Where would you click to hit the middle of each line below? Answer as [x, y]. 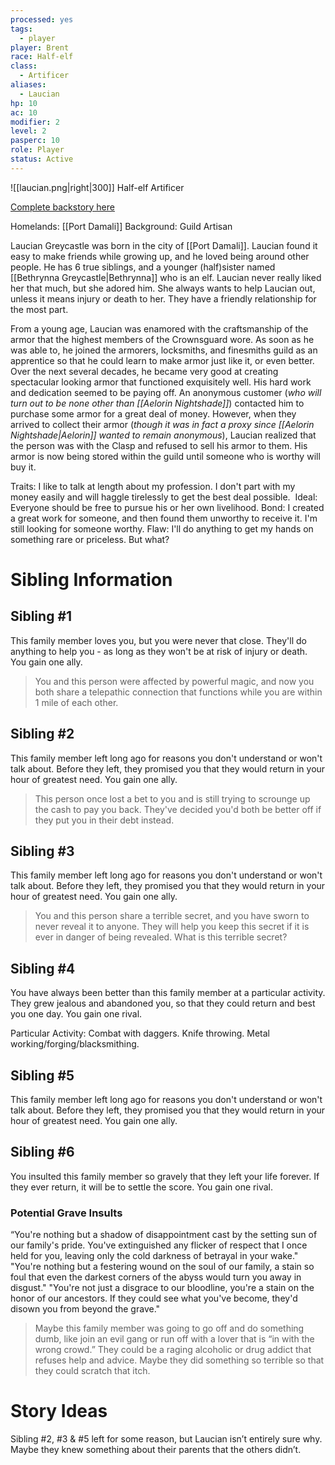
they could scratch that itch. [92, 1371]
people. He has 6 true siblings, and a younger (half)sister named [143, 267]
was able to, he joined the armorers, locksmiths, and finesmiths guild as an [164, 350]
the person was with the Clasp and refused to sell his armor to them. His [159, 445]
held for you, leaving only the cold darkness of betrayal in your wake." [154, 1256]
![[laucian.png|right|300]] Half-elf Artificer [97, 187]
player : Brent [40, 47]
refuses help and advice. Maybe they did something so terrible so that [179, 1360]
